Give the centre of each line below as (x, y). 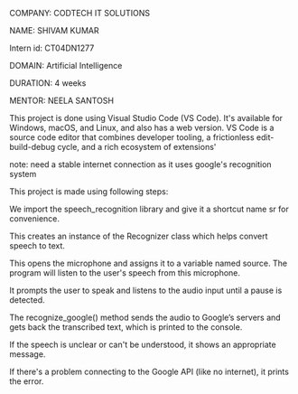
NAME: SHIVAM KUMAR (54, 30)
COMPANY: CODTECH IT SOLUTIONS (80, 13)
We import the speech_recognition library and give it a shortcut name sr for (149, 209)
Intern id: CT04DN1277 (52, 48)
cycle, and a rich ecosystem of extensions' (137, 147)
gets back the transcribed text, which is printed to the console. (126, 327)
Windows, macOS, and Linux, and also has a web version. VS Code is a (142, 127)
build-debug (33, 147)
